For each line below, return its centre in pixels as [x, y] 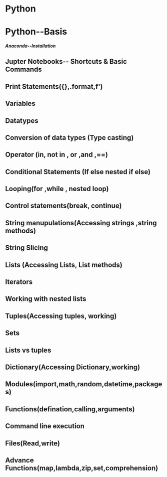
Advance [19, 460]
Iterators [19, 282]
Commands [24, 69]
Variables [20, 104]
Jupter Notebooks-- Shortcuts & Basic [66, 61]
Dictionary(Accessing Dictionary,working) [73, 367]
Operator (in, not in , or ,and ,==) [57, 155]
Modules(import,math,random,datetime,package [84, 384]
